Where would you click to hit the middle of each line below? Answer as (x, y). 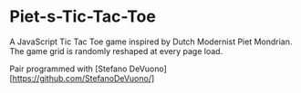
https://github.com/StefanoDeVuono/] (83, 78)
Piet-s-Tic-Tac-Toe (83, 17)
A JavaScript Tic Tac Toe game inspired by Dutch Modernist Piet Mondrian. (151, 42)
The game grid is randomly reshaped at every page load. (116, 51)
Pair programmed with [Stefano (68, 69)
